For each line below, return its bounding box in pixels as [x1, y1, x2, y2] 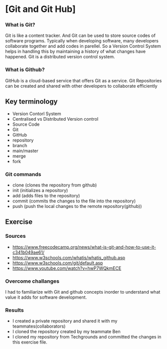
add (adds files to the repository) [12, 192, 80, 198]
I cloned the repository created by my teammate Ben [12, 329, 121, 335]
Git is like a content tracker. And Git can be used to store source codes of [5, 32, 156, 38]
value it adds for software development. [5, 294, 87, 300]
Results [5, 307, 24, 314]
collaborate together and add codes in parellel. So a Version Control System [5, 43, 161, 49]
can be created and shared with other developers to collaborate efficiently [5, 83, 158, 89]
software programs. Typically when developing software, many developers [5, 38, 159, 44]
